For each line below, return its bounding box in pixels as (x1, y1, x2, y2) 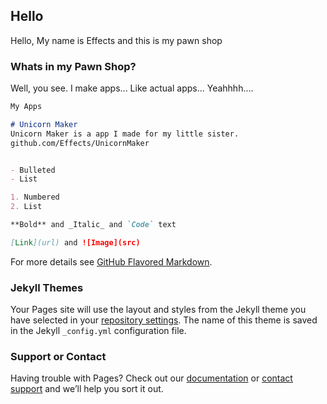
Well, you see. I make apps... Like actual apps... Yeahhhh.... (10, 82, 254, 94)
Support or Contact (10, 350, 107, 364)
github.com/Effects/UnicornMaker (10, 138, 150, 148)
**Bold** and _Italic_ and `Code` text (10, 220, 177, 230)
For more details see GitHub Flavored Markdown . (10, 255, 213, 268)
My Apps (10, 102, 43, 112)
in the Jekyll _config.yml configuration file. (10, 325, 187, 337)
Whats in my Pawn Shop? (10, 59, 137, 73)
